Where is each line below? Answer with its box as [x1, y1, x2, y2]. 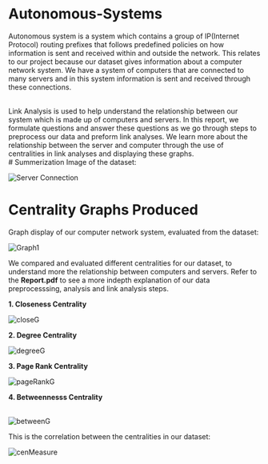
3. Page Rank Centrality [8, 361, 88, 370]
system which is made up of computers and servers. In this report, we [8, 114, 239, 124]
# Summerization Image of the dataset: [8, 157, 137, 166]
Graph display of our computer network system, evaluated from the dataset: [8, 227, 259, 237]
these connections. [8, 82, 72, 92]
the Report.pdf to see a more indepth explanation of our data [8, 275, 210, 285]
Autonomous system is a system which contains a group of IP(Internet [8, 31, 240, 41]
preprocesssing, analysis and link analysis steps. [8, 283, 170, 293]
